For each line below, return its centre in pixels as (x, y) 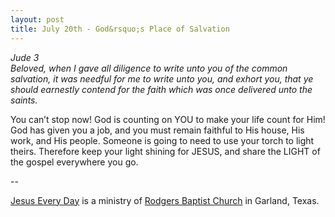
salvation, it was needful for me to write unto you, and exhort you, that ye (162, 78)
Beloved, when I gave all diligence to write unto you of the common (149, 68)
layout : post (37, 19)
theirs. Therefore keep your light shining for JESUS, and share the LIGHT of (165, 151)
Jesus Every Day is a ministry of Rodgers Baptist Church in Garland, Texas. (165, 200)
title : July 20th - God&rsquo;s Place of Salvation (120, 29)
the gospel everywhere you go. (74, 162)
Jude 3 (25, 57)
